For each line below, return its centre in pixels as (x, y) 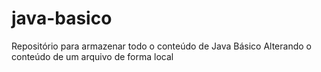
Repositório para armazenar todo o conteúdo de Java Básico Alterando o (161, 46)
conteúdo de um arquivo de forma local (92, 56)
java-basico (62, 18)
